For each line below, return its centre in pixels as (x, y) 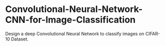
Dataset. (20, 39)
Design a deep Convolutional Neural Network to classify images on (75, 33)
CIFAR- (153, 33)
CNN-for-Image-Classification (70, 20)
